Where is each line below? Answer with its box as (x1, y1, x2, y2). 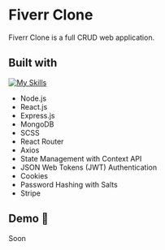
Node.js (20, 93, 47, 103)
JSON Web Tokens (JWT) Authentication (20, 162, 157, 172)
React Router (20, 136, 64, 146)
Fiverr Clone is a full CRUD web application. (8, 32, 155, 42)
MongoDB (20, 119, 54, 129)
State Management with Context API (20, 153, 142, 163)
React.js (20, 101, 48, 111)
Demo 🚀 (8, 212, 49, 226)
